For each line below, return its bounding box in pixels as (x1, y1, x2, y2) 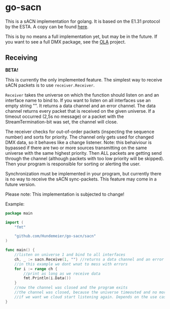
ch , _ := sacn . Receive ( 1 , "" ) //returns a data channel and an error (14, 257, 164, 262)
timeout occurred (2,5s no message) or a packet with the (5, 113, 124, 119)
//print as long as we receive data (23, 271, 101, 276)
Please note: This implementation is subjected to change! (5, 191, 125, 197)
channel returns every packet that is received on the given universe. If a (5, 108, 155, 114)
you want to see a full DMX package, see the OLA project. (5, 38, 126, 45)
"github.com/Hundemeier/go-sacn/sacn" (14, 234, 96, 239)
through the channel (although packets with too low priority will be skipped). (5, 155, 164, 161)
